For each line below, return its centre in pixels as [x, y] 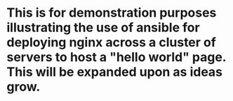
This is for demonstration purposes [112, 13]
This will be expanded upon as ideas [114, 72]
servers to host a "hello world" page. [116, 57]
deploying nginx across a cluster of [112, 42]
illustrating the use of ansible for [104, 28]
